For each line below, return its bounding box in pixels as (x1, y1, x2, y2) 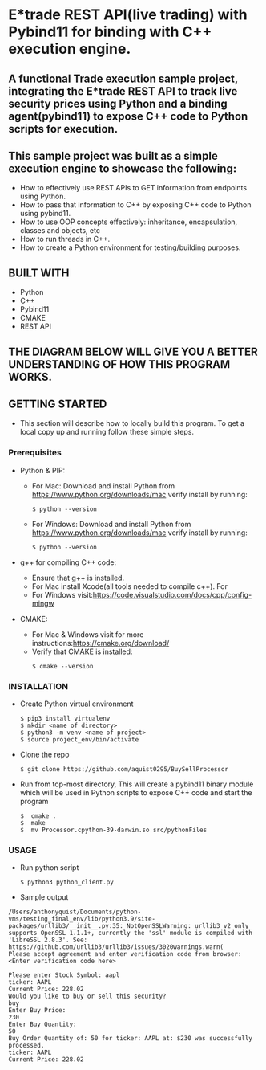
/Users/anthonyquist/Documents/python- (8, 908, 142, 917)
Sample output (19, 892, 69, 902)
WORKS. (8, 370, 52, 383)
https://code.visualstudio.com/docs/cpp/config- (92, 590, 252, 599)
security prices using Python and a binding (8, 96, 228, 110)
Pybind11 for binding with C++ (8, 22, 212, 41)
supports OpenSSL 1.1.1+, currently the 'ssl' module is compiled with (8, 929, 252, 937)
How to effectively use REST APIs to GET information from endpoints (19, 183, 247, 193)
